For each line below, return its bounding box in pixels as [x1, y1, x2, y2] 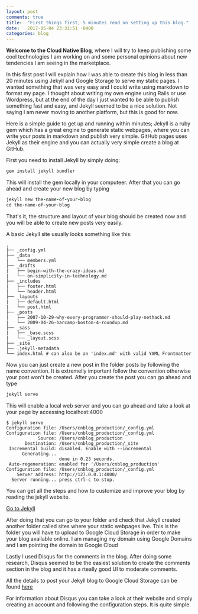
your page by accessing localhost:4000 [6, 408, 103, 415]
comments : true [6, 14, 44, 20]
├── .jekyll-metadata [6, 345, 60, 351]
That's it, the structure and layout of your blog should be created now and [6, 212, 186, 219]
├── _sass [6, 325, 31, 331]
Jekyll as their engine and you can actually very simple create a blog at [6, 139, 179, 146]
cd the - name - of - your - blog [6, 202, 70, 208]
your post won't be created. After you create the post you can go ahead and [6, 373, 191, 380]
